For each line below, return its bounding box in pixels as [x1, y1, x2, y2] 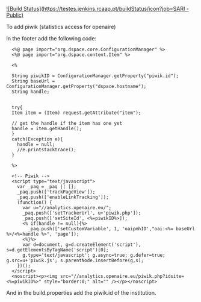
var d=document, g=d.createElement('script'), [22, 242, 141, 248]
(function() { [17, 200, 52, 206]
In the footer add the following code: [6, 35, 97, 42]
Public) [6, 11, 24, 19]
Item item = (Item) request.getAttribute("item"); [11, 110, 141, 116]
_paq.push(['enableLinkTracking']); [17, 194, 110, 200]
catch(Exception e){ [11, 136, 63, 142]
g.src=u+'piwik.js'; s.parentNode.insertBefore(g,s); [6, 257, 144, 263]
